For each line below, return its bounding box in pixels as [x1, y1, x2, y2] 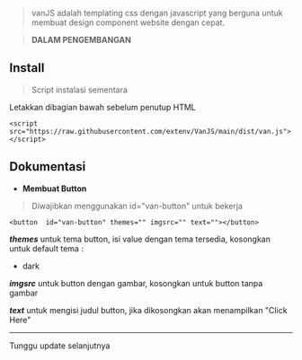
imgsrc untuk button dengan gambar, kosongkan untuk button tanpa [9, 277, 263, 288]
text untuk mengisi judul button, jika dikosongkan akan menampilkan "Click [9, 304, 288, 315]
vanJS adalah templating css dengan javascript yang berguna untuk [31, 8, 283, 18]
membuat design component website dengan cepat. [31, 17, 226, 28]
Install [9, 60, 45, 75]
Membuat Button [22, 183, 87, 194]
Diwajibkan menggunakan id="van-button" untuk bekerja [31, 200, 243, 211]
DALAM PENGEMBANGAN [31, 35, 132, 45]
